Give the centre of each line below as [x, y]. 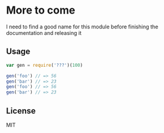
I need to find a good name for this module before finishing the [82, 27]
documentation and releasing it [44, 33]
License [21, 111]
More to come [41, 10]
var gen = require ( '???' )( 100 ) [45, 65]
